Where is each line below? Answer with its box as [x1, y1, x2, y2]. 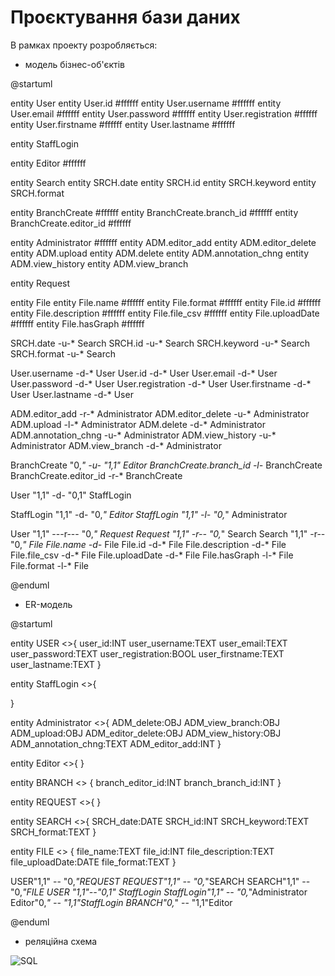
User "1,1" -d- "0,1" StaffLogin [10, 489, 132, 501]
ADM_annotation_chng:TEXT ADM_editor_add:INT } [10, 737, 222, 750]
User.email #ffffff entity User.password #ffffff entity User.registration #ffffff [10, 107, 318, 120]
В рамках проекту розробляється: [10, 39, 158, 51]
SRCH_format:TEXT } [10, 826, 97, 838]
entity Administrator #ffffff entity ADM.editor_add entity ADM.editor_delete [10, 236, 317, 248]
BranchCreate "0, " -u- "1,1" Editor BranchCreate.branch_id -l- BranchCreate [10, 459, 323, 471]
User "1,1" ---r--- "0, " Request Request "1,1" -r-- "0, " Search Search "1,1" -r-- [10, 527, 326, 540]
